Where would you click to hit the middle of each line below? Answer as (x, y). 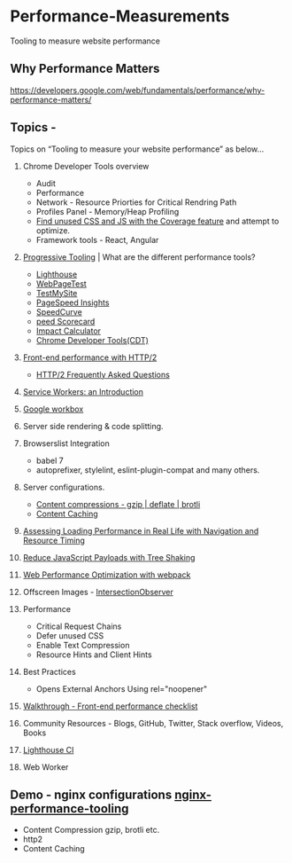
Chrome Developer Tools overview (86, 166)
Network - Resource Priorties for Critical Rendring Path (136, 202)
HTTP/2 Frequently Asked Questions (103, 374)
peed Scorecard (65, 321)
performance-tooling (69, 808)
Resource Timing (54, 540)
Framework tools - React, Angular (97, 239)
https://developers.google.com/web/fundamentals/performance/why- (138, 90)
